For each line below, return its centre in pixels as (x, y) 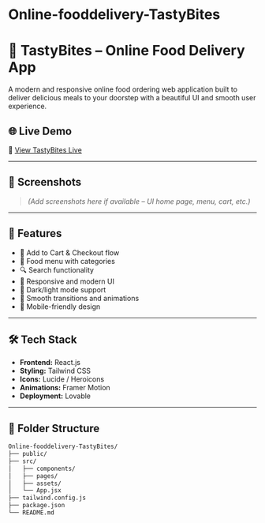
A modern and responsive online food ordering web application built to (123, 89)
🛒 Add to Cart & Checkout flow (69, 252)
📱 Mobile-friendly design (60, 307)
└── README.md (32, 513)
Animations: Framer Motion (65, 388)
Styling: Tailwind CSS (55, 371)
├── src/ (22, 461)
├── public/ (28, 454)
